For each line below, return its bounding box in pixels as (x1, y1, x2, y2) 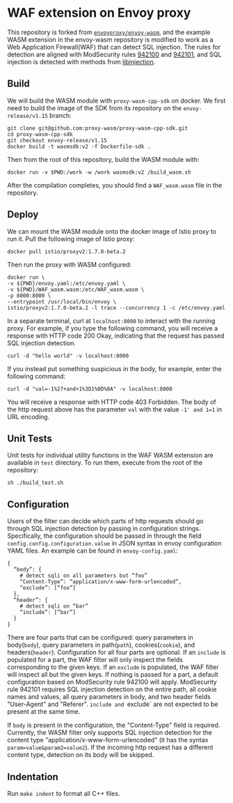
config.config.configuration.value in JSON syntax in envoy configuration (7, 539, 222, 548)
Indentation (7, 771, 59, 783)
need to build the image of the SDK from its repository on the (7, 103, 182, 112)
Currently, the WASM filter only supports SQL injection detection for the (7, 728, 212, 737)
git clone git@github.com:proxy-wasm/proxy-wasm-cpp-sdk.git (7, 124, 188, 132)
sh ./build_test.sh (7, 479, 64, 486)
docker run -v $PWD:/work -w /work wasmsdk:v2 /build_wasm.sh (7, 169, 191, 176)
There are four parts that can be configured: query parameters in (7, 633, 193, 642)
